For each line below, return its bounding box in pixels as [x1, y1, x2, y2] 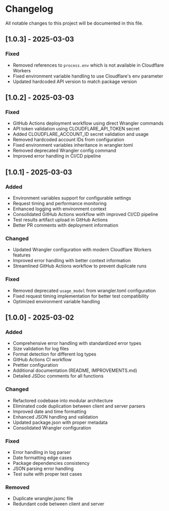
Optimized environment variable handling [12, 298, 100, 304]
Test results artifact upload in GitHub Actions [12, 217, 108, 223]
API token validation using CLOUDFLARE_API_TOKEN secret [12, 126, 140, 132]
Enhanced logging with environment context [12, 206, 107, 212]
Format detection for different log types [12, 351, 97, 357]
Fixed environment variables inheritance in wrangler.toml [12, 142, 133, 148]
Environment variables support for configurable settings [12, 195, 132, 201]
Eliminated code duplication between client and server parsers [12, 403, 145, 409]
